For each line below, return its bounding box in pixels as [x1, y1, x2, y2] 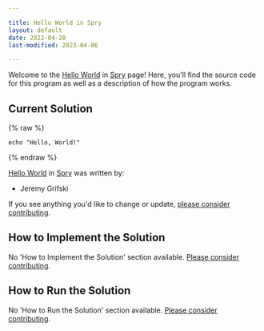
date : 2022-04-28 [8, 34, 66, 42]
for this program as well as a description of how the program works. [8, 79, 232, 88]
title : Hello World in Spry [8, 18, 102, 26]
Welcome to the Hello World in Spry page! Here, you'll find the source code [8, 70, 257, 80]
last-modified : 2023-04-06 [8, 41, 98, 49]
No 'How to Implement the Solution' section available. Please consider [8, 252, 240, 261]
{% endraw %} [8, 153, 58, 163]
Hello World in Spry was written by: [8, 168, 125, 178]
